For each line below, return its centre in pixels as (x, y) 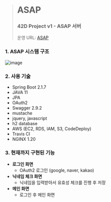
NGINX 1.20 (24, 139)
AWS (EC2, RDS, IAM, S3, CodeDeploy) (52, 129)
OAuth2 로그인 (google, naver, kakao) (57, 170)
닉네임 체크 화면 (27, 177)
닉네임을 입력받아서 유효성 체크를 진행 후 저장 (63, 182)
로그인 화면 (22, 164)
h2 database (25, 124)
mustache (22, 113)
